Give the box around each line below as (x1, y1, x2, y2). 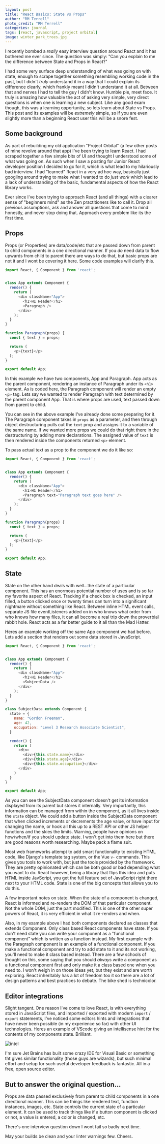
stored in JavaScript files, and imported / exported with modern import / (5, 1010, 151, 1017)
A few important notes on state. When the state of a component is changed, (5, 895, 159, 901)
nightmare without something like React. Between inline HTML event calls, (5, 604, 155, 609)
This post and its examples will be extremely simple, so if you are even (5, 110, 148, 116)
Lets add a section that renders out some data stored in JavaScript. (5, 634, 141, 640)
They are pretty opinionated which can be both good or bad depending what (5, 864, 160, 870)
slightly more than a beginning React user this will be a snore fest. (5, 115, 138, 121)
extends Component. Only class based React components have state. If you (5, 925, 159, 931)
